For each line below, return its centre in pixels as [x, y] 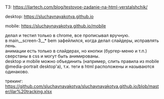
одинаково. [17, 72]
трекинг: [14, 81]
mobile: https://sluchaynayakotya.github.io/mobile [56, 26]
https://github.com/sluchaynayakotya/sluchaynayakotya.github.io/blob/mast [82, 86]
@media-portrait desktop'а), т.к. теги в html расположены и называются [80, 66]
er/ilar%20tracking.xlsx [29, 91]
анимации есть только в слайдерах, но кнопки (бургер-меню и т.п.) [76, 51]
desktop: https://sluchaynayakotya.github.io [49, 16]
